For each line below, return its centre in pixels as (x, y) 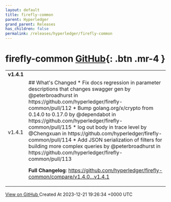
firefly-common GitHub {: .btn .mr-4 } (85, 59)
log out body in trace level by (112, 127)
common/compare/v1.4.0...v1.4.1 (69, 177)
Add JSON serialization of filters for (120, 139)
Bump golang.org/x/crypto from (116, 108)
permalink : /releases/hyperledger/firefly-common (59, 34)
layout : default (22, 10)
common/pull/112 (50, 108)
